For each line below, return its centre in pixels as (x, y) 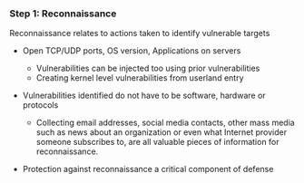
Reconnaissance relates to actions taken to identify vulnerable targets (140, 34)
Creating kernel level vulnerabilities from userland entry (140, 78)
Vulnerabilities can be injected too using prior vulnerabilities (148, 68)
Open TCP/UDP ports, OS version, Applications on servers (132, 51)
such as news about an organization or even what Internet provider (162, 132)
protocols (40, 105)
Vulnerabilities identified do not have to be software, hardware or (144, 96)
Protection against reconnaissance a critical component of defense (148, 169)
